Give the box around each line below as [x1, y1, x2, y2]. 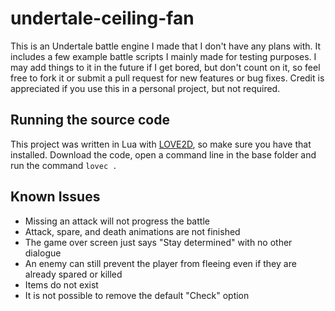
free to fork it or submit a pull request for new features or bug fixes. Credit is [10, 72, 325, 84]
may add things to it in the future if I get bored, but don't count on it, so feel [10, 61, 321, 73]
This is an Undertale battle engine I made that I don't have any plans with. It [10, 40, 322, 52]
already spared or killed [24, 268, 123, 280]
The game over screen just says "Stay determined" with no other [24, 236, 293, 248]
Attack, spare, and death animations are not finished [24, 225, 241, 237]
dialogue [24, 247, 62, 259]
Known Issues [10, 188, 101, 206]
